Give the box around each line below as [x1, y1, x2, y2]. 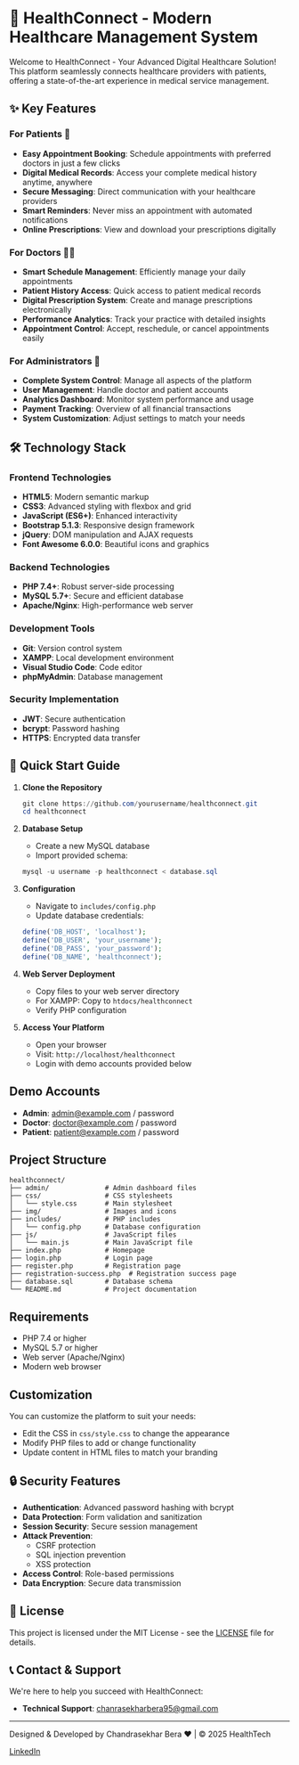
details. [9, 1637, 36, 1647]
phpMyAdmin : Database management [21, 671, 163, 682]
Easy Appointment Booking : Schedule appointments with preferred [21, 148, 271, 159]
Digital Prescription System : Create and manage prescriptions [21, 294, 254, 306]
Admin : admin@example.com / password [21, 1107, 174, 1118]
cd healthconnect [21, 807, 87, 816]
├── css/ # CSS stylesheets [9, 1191, 174, 1201]
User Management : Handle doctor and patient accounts [21, 385, 229, 396]
